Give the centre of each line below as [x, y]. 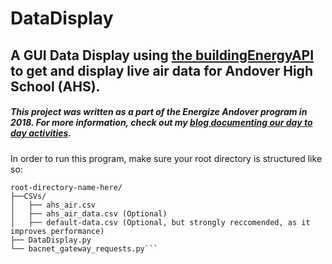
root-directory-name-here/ [66, 187]
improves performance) [57, 231]
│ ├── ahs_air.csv [53, 205]
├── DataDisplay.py [51, 240]
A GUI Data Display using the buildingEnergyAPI [162, 55]
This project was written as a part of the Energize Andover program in [159, 112]
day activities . [41, 133]
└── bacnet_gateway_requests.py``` [84, 248]
